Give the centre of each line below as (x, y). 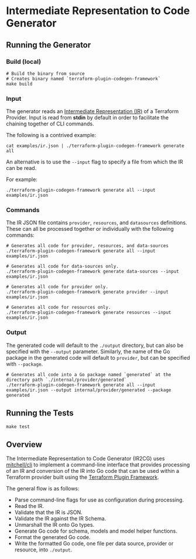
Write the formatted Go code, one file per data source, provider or (94, 544)
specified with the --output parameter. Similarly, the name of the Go (88, 351)
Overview (24, 444)
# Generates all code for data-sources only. (62, 267)
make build (19, 84)
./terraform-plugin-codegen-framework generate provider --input (87, 292)
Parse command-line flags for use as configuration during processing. (99, 500)
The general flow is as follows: (43, 489)
